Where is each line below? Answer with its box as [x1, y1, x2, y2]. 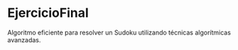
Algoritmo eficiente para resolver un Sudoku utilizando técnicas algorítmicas [7, 28, 231, 37]
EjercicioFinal [7, 5, 89, 21]
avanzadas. [7, 35, 41, 44]
